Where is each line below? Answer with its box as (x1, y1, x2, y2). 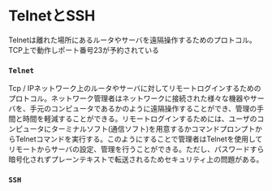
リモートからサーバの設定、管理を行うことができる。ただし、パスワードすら (8, 145, 265, 154)
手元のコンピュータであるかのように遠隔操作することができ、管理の (29, 104, 257, 114)
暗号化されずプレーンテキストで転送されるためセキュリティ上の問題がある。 (8, 154, 264, 164)
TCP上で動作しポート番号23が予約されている (8, 45, 160, 54)
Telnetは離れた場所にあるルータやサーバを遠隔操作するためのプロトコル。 (8, 35, 257, 45)
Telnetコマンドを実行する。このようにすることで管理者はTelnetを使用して (15, 134, 263, 144)
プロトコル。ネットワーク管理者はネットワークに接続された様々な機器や (8, 93, 250, 103)
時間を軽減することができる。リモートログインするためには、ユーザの (22, 114, 257, 124)
